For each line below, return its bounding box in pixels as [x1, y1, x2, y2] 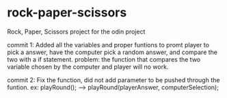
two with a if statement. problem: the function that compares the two [7, 55, 200, 63]
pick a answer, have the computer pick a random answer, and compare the [7, 48, 217, 56]
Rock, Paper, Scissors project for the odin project [7, 27, 146, 36]
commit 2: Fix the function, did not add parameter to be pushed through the [7, 75, 220, 84]
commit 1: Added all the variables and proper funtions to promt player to [7, 40, 210, 49]
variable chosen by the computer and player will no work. [7, 62, 169, 71]
